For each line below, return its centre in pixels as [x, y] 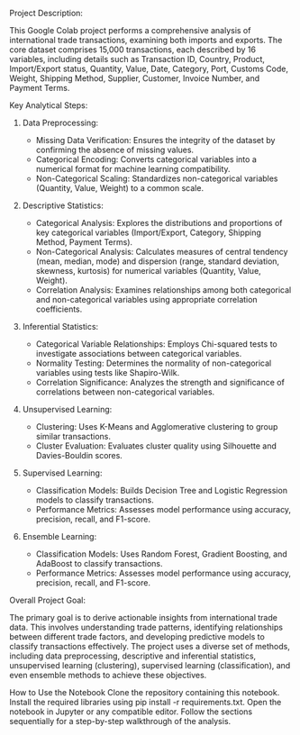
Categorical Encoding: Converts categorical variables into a [146, 159]
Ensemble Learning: [59, 536]
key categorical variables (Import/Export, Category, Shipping [148, 232]
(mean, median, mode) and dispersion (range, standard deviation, [158, 261]
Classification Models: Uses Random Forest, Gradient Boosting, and [162, 554]
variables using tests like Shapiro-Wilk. [108, 372]
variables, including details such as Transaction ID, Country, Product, [137, 59]
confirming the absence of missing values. [115, 150]
